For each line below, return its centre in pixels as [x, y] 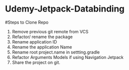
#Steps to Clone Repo [27, 22]
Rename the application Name [42, 47]
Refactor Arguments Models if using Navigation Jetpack [68, 57]
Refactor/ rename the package [42, 37]
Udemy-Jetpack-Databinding [65, 9]
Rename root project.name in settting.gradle [56, 52]
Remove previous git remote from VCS [50, 31]
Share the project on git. [36, 62]
